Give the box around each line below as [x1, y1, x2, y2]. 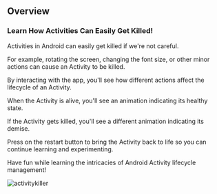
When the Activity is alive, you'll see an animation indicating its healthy [7, 96, 208, 105]
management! [7, 165, 47, 174]
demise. [7, 124, 30, 133]
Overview [7, 6, 50, 17]
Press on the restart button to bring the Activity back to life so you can [7, 138, 207, 146]
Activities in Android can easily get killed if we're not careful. [7, 41, 179, 50]
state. [7, 103, 23, 112]
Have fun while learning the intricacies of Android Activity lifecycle [7, 158, 196, 166]
